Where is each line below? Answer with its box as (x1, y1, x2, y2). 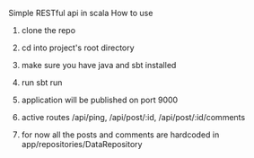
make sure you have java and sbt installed (21, 60, 177, 70)
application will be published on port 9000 (21, 94, 179, 105)
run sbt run (21, 77, 63, 88)
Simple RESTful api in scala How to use (8, 8, 153, 18)
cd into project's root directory (21, 42, 136, 53)
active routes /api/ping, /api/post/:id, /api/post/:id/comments (21, 112, 246, 122)
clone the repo (21, 25, 76, 35)
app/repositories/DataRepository (21, 139, 143, 149)
